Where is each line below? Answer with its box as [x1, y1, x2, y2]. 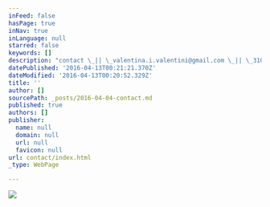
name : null [15, 124, 52, 132]
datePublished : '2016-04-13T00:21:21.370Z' [8, 64, 157, 72]
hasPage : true [8, 19, 56, 27]
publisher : [8, 116, 45, 124]
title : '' [8, 79, 42, 87]
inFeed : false [8, 11, 56, 20]
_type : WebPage [8, 161, 59, 169]
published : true [8, 101, 63, 109]
